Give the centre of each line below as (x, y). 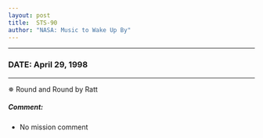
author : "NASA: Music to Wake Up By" (70, 30)
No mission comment (54, 127)
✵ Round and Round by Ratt (53, 89)
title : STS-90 (33, 23)
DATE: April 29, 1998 (48, 65)
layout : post (29, 15)
